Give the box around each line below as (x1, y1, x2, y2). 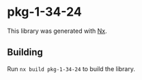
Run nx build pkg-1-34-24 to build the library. (7, 64, 135, 72)
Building (7, 46, 43, 58)
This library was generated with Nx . (7, 27, 107, 35)
